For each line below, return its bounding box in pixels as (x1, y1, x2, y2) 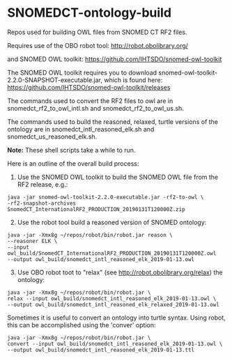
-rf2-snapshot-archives (7, 200, 77, 207)
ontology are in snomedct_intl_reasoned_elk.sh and (7, 125, 155, 133)
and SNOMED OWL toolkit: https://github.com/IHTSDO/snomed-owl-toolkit (7, 54, 222, 63)
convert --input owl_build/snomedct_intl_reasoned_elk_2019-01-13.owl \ (7, 340, 223, 347)
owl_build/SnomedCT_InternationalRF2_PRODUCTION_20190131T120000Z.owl (7, 249, 217, 257)
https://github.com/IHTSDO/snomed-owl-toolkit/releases (7, 83, 171, 91)
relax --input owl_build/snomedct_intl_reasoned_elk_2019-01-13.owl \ (7, 295, 217, 302)
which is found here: (104, 75, 163, 84)
